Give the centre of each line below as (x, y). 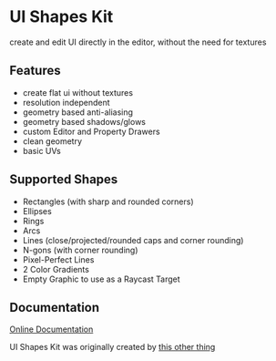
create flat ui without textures (78, 92)
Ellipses (37, 211)
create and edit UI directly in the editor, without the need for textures (138, 42)
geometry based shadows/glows (84, 121)
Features (35, 71)
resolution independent (66, 102)
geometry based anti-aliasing (78, 112)
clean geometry (52, 141)
